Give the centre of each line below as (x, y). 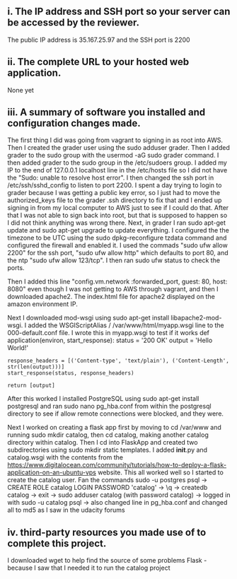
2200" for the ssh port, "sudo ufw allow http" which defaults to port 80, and (118, 253)
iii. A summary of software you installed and (106, 112)
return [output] (31, 386)
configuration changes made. (74, 123)
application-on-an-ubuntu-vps (52, 472)
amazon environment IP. (42, 304)
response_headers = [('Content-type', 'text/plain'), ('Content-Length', (118, 361)
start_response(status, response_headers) (71, 373)
